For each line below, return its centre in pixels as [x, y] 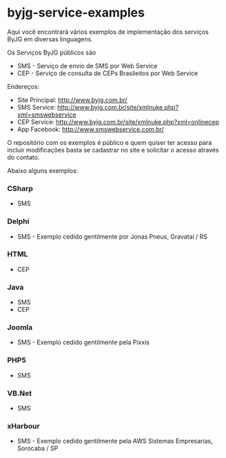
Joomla [20, 328]
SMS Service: [37, 107]
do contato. [23, 157]
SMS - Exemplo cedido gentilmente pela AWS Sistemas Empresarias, [115, 441]
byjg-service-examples [76, 13]
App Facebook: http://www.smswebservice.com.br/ [90, 129]
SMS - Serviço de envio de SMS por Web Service [87, 66]
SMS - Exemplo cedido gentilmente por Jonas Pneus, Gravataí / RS [112, 237]
